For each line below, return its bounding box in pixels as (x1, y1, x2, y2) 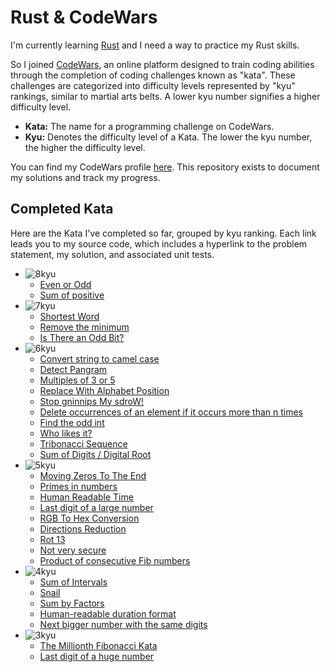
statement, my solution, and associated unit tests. (10, 248, 215, 260)
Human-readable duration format (39, 607, 177, 620)
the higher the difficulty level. (24, 141, 146, 153)
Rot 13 (39, 533, 66, 545)
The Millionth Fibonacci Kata (39, 639, 158, 651)
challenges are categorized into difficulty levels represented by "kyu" (10, 79, 296, 91)
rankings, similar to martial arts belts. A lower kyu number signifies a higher (10, 90, 321, 102)
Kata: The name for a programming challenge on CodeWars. (24, 120, 275, 132)
